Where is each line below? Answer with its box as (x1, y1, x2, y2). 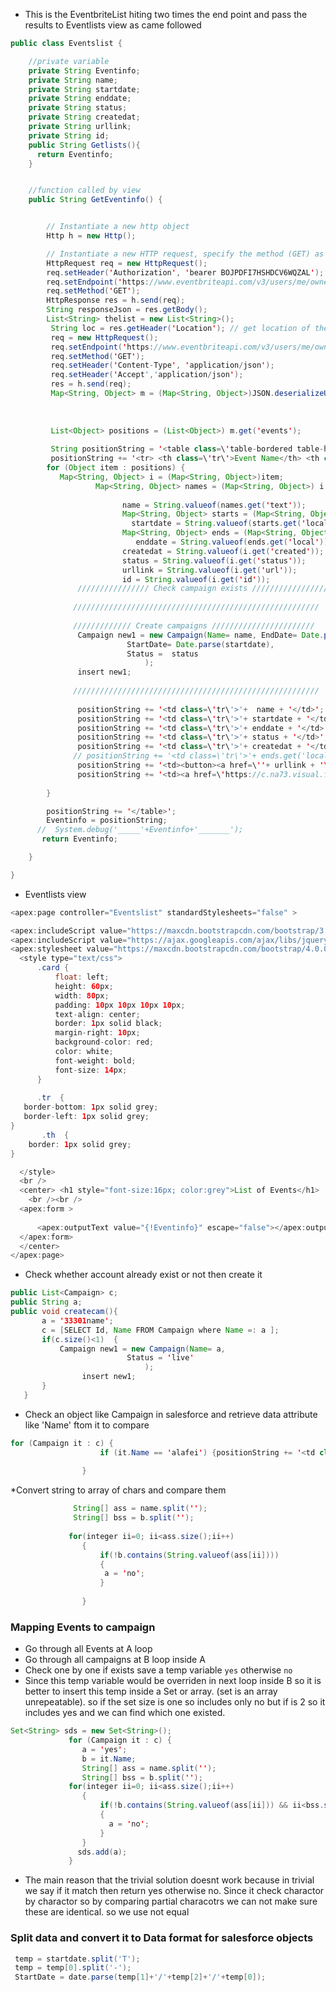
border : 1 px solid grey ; (28, 1139, 132, 1149)
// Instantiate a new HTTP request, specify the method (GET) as (46, 249, 325, 259)
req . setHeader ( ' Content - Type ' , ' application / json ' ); (50, 360, 275, 371)
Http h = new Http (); (46, 231, 137, 241)
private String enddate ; (28, 94, 132, 104)
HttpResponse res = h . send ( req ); (46, 295, 186, 306)
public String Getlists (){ (28, 140, 141, 150)
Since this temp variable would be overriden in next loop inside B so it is (24, 1675, 322, 1687)
